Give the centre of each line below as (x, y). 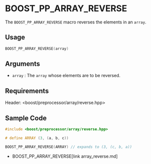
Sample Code (26, 118)
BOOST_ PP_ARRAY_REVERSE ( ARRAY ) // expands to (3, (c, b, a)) (69, 147)
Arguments (23, 64)
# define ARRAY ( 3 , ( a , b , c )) (37, 138)
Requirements (27, 91)
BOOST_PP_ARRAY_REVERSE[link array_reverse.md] (65, 156)
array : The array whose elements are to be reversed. (66, 76)
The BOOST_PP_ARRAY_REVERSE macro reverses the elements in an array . (76, 22)
